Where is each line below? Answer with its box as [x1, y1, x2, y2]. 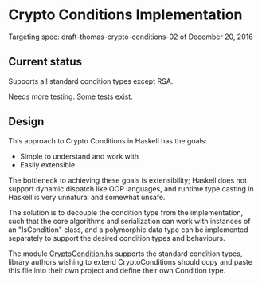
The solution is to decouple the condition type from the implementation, [8, 207, 244, 217]
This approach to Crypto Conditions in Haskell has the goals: [8, 136, 207, 145]
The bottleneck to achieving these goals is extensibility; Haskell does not [8, 175, 247, 185]
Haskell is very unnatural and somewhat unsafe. [8, 192, 166, 202]
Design [8, 115, 45, 128]
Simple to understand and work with [19, 151, 139, 161]
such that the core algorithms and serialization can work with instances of [8, 216, 251, 226]
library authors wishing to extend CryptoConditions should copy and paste [8, 257, 253, 266]
